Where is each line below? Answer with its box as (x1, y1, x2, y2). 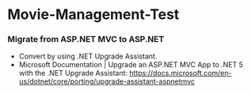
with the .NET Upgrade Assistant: (18, 69, 128, 78)
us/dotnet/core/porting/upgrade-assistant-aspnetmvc (18, 77, 196, 86)
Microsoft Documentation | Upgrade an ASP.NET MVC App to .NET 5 (18, 60, 243, 70)
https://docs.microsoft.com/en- (129, 69, 232, 78)
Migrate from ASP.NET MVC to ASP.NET (7, 34, 165, 45)
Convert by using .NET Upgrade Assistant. (18, 51, 158, 61)
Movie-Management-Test (7, 6, 180, 24)
